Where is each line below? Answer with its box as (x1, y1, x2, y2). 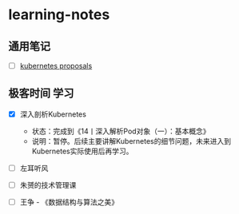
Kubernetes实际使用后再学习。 (31, 146, 133, 156)
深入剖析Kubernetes (19, 109, 86, 119)
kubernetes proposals (19, 61, 93, 70)
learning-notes (8, 6, 110, 24)
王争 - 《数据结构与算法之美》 (19, 197, 119, 207)
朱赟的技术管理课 (19, 180, 77, 189)
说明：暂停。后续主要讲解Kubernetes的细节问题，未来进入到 (31, 136, 232, 145)
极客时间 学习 (8, 86, 74, 101)
